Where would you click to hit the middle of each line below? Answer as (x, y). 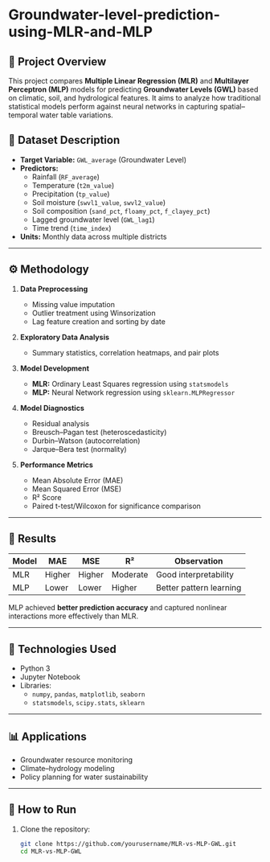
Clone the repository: (55, 829)
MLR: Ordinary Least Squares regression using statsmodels (130, 384)
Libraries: (36, 686)
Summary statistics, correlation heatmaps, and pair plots (125, 352)
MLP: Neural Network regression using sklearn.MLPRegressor (133, 392)
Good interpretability (195, 575)
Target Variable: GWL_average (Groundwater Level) (103, 159)
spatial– (232, 107)
